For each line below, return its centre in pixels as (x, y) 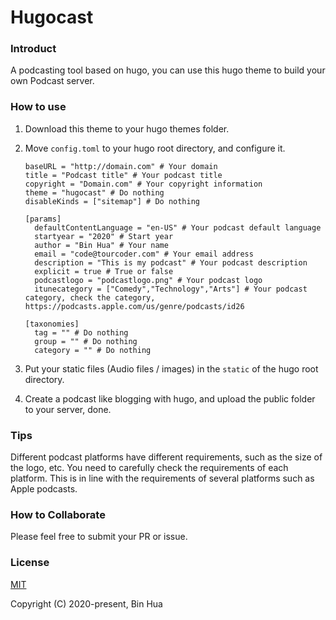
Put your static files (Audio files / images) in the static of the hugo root (171, 368)
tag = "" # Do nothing (81, 332)
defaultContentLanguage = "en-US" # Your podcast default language (178, 227)
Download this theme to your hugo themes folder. (127, 128)
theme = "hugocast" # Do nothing (94, 192)
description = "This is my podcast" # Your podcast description (171, 262)
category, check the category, (90, 297)
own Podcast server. (52, 81)
